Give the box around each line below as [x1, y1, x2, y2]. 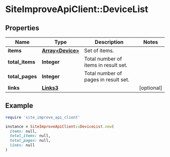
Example [5, 101, 33, 110]
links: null [10, 143, 35, 148]
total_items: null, [10, 133, 51, 138]
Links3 [41, 84, 59, 91]
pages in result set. [84, 76, 130, 83]
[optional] [139, 84, 162, 91]
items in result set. [84, 62, 128, 69]
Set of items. [84, 47, 114, 54]
